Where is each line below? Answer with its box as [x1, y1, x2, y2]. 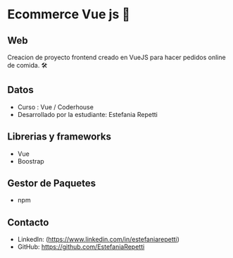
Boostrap [17, 156, 44, 165]
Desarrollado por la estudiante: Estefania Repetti [17, 110, 158, 118]
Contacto [7, 216, 49, 228]
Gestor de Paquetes [7, 178, 96, 190]
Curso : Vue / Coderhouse [17, 102, 94, 111]
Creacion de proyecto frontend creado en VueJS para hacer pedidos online [7, 53, 227, 61]
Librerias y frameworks [7, 130, 111, 143]
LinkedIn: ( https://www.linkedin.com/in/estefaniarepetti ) [17, 235, 180, 244]
